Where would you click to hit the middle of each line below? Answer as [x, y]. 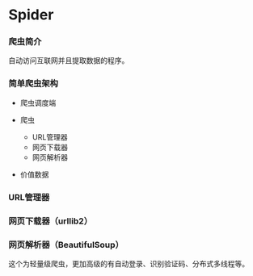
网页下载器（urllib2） [51, 221]
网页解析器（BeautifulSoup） [66, 245]
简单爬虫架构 [34, 84]
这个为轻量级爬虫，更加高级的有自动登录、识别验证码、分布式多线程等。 [129, 263]
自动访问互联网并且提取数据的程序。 [69, 61]
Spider [31, 15]
